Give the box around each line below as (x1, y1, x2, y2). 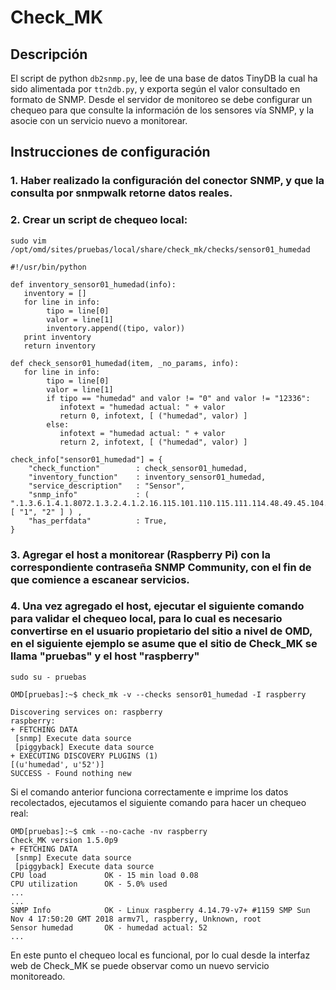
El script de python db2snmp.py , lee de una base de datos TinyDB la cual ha (10, 72, 318, 84)
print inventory (23, 332, 92, 342)
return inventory (23, 341, 97, 351)
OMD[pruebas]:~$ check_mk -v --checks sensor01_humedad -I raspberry (10, 689, 307, 700)
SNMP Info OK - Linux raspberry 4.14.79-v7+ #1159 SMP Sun (10, 905, 311, 915)
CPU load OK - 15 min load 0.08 (10, 870, 199, 880)
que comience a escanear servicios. (10, 572, 190, 586)
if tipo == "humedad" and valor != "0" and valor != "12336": (46, 393, 311, 403)
